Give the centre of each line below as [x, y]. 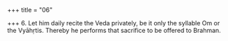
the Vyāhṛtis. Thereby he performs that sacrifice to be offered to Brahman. [114, 30]
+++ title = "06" [30, 10]
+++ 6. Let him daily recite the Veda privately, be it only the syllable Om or [114, 23]
